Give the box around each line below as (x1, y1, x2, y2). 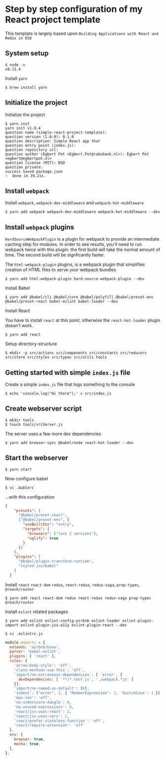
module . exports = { (5, 640, 45, 645)
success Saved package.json (5, 169, 63, 174)
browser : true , (14, 737, 45, 742)
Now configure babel (5, 475, 48, 482)
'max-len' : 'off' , (14, 696, 52, 700)
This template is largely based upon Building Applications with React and (5, 30, 159, 36)
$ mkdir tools (5, 418, 35, 423)
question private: (5, 165, 43, 170)
